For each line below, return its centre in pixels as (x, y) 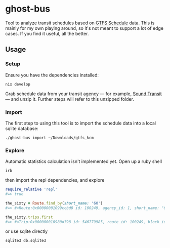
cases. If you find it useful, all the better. (47, 33)
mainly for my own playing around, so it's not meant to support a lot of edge (84, 28)
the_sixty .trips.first (29, 217)
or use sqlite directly (27, 231)
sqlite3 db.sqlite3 (26, 241)
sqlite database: (22, 128)
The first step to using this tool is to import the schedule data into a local (80, 123)
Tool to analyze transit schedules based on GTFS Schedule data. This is (80, 23)
